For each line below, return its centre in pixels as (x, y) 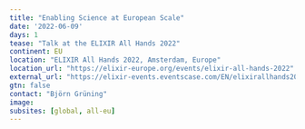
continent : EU (36, 52)
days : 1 (24, 35)
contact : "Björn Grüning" (58, 94)
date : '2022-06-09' (46, 26)
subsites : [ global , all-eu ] (63, 111)
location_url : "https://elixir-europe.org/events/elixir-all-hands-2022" (152, 69)
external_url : (36, 77)
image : (22, 102)
